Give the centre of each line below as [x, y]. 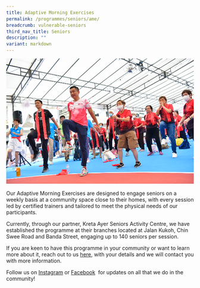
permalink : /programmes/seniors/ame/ [53, 19]
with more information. [34, 261]
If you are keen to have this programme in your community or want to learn [98, 248]
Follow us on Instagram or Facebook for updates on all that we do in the [95, 272]
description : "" [26, 38]
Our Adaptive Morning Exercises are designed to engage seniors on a [91, 193]
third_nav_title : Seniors [38, 32]
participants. [22, 212]
